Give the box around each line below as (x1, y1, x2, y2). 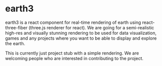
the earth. (5, 40, 25, 46)
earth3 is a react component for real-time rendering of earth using (5, 19, 141, 25)
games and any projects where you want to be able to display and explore (5, 35, 157, 41)
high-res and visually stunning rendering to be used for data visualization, (5, 30, 157, 36)
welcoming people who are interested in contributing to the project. (5, 55, 144, 61)
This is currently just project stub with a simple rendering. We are (5, 50, 139, 56)
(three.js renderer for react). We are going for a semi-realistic (28, 24, 155, 30)
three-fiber (5, 24, 28, 30)
